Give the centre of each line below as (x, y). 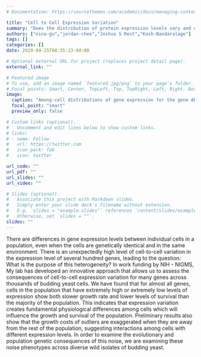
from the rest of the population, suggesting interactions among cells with (96, 328)
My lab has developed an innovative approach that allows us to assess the (98, 271)
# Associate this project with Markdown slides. (71, 199)
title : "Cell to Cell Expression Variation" (63, 22)
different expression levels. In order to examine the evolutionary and (90, 334)
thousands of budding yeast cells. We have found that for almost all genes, (98, 283)
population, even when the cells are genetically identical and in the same (96, 245)
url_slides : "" (25, 178)
